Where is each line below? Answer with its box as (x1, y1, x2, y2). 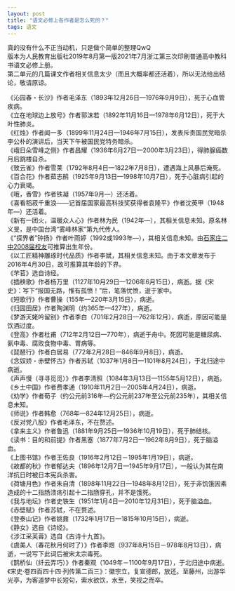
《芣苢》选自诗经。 (7, 269, 63, 277)
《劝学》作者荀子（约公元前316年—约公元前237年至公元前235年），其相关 (7, 392, 221, 400)
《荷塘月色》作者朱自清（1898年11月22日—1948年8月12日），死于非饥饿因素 (7, 479, 227, 488)
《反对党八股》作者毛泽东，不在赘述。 (7, 418, 118, 427)
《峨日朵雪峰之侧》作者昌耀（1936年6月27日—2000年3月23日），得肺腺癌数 (7, 146, 228, 154)
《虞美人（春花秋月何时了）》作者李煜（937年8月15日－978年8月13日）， (7, 541, 215, 550)
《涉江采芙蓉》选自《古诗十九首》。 (7, 532, 109, 540)
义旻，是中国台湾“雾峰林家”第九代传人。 (7, 225, 124, 234)
